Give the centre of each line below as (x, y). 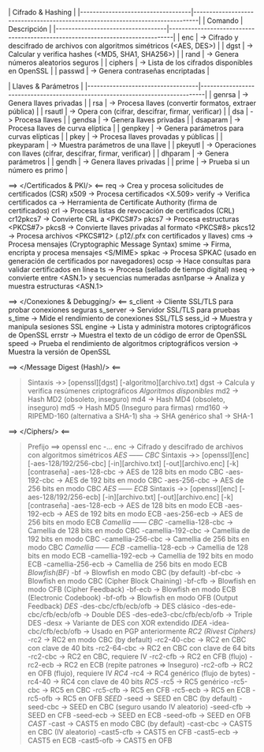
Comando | (225, 21)
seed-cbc (43, 707)
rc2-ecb (41, 665)
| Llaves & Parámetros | (46, 86)
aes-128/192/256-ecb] (64, 497)
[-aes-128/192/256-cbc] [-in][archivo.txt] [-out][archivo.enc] (126, 463)
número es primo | (38, 170)
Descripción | (30, 29)
